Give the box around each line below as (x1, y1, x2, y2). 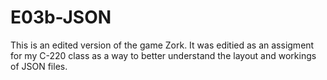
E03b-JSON (10, 6, 112, 29)
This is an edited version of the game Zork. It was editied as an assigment (10, 39, 315, 51)
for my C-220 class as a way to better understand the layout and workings (10, 49, 317, 61)
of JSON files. (10, 60, 68, 72)
